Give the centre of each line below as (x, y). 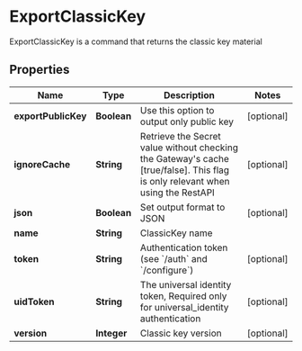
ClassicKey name (176, 233)
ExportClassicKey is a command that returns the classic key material (136, 41)
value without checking (189, 148)
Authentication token (184, 247)
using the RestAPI (178, 193)
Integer (111, 333)
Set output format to (182, 207)
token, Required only (183, 296)
